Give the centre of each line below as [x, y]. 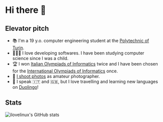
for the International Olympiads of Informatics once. [65, 71]
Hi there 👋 [26, 10]
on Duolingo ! [25, 87]
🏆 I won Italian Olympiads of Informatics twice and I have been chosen [85, 64]
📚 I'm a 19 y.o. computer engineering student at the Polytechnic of [81, 41]
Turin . [18, 48]
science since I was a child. [40, 58]
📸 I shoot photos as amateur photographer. [56, 76]
